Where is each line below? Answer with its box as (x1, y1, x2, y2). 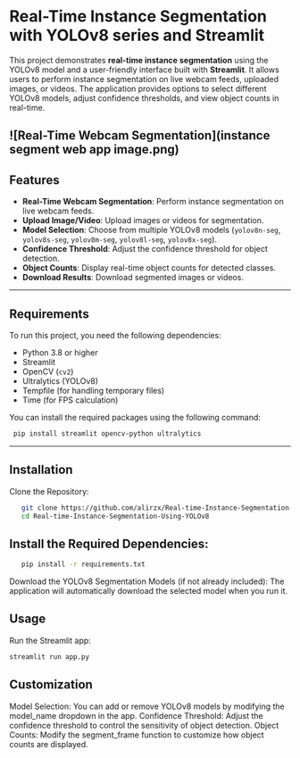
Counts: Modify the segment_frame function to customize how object (9, 729, 265, 740)
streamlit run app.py (9, 652, 90, 662)
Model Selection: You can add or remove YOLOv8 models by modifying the (9, 701, 285, 712)
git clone (21, 503, 58, 512)
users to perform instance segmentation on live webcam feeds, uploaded (9, 73, 279, 84)
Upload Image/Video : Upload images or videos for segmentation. (21, 215, 264, 226)
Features (9, 172, 60, 187)
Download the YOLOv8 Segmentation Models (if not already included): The (9, 576, 285, 587)
